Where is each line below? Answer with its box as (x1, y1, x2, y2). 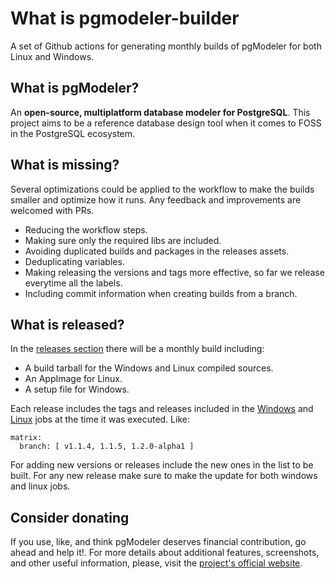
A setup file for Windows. (24, 383, 130, 396)
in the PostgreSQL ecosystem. (10, 127, 136, 139)
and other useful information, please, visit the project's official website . (10, 557, 303, 569)
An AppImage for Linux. (24, 373, 123, 385)
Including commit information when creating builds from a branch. (24, 287, 298, 299)
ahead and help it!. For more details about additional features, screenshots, (10, 547, 320, 559)
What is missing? (10, 157, 120, 174)
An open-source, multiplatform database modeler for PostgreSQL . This (10, 106, 311, 118)
